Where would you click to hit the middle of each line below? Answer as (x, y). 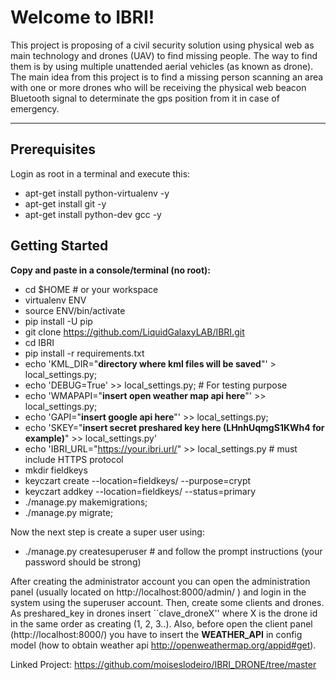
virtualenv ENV (55, 300)
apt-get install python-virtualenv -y (97, 193)
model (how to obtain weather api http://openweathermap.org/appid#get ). (163, 645)
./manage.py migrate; (69, 512)
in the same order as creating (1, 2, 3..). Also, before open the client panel (161, 623)
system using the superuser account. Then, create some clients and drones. (167, 602)
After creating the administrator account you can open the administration (160, 581)
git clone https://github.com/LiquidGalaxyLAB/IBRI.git (134, 332)
